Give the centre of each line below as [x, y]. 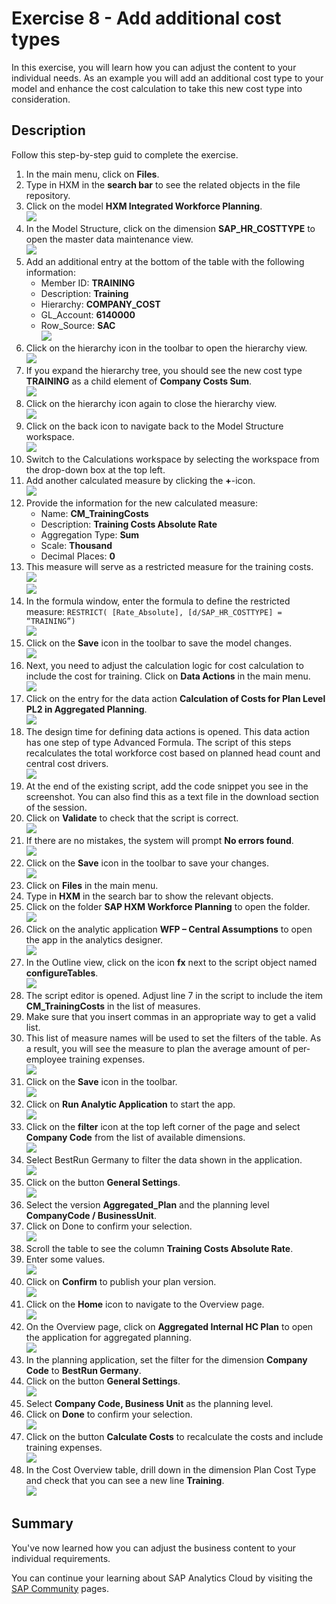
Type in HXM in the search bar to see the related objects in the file [163, 184]
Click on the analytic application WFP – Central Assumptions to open [169, 929]
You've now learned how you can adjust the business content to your [154, 1548]
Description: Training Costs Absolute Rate [129, 524]
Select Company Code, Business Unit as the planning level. [149, 1403]
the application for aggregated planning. [108, 1337]
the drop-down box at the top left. [95, 469]
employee [46, 1059]
